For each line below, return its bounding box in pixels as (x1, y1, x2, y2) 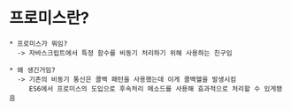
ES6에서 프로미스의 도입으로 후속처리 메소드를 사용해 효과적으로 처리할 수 (28, 84, 261, 93)
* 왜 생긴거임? (9, 65, 56, 75)
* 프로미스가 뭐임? (9, 39, 68, 48)
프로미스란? (9, 8, 90, 28)
